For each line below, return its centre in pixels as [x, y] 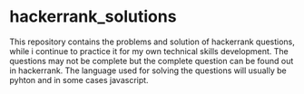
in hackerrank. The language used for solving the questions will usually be [148, 70]
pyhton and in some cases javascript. [79, 80]
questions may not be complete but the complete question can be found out [152, 61]
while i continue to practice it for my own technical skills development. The [149, 51]
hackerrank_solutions [93, 17]
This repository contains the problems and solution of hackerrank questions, [152, 42]
